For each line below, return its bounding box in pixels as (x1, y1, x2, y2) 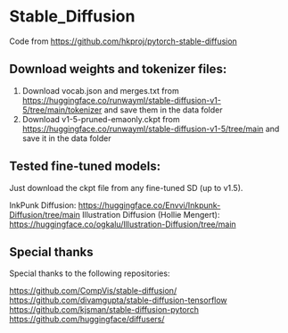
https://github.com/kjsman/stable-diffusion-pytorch (9, 304, 199, 315)
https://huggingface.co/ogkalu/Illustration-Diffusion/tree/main (9, 219, 236, 229)
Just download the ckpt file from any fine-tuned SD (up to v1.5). (9, 182, 243, 193)
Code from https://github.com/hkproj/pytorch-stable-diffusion (9, 36, 238, 46)
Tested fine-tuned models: (9, 159, 161, 174)
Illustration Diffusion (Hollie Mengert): (81, 209, 220, 220)
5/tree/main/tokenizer (21, 104, 103, 115)
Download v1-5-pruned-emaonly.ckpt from (21, 113, 180, 124)
